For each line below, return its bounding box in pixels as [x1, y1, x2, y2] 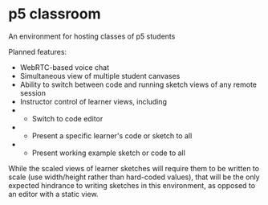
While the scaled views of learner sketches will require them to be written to [8, 163, 259, 173]
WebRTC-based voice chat [19, 62, 110, 72]
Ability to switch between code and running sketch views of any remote [19, 80, 258, 89]
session [19, 88, 47, 97]
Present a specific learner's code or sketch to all [31, 130, 193, 141]
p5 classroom [8, 5, 101, 23]
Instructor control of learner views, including [19, 96, 167, 106]
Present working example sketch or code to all [31, 148, 186, 158]
